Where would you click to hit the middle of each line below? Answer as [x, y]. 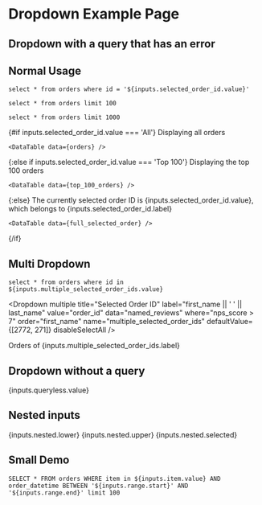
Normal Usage [45, 70]
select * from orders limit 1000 [64, 117]
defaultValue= [229, 322]
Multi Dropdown [49, 263]
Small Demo [39, 460]
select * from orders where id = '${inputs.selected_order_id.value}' [129, 89]
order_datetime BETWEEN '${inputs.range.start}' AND [98, 486]
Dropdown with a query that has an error [112, 44]
